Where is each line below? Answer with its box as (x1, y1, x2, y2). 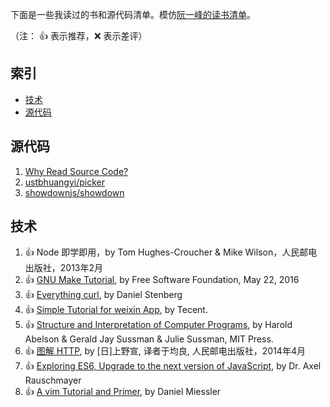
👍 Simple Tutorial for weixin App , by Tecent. (24, 304, 208, 316)
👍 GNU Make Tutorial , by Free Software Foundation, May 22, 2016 (24, 274, 300, 286)
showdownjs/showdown (24, 186, 125, 198)
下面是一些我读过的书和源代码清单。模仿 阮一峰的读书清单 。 (10, 9, 256, 20)
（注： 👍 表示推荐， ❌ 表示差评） (10, 30, 148, 42)
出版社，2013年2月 (24, 262, 104, 274)
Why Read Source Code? (24, 165, 129, 177)
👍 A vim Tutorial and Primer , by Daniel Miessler (24, 386, 222, 398)
